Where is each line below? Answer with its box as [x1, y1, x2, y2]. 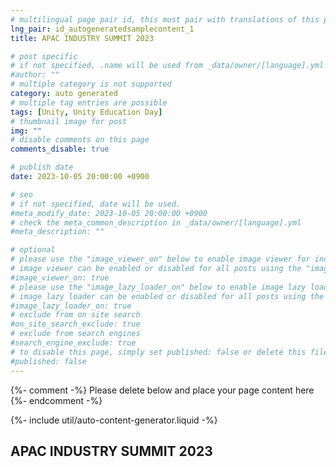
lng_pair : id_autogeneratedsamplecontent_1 [10, 24, 195, 34]
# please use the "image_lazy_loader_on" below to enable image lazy [10, 282, 307, 292]
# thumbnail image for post [10, 116, 128, 126]
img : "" [10, 126, 43, 136]
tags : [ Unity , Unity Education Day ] [10, 107, 163, 117]
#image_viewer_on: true [10, 272, 110, 283]
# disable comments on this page [10, 135, 150, 145]
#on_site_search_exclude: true [10, 319, 141, 330]
